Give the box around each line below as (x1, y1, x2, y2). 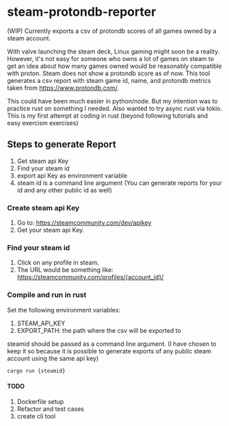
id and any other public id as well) (16, 186, 113, 194)
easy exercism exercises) (7, 118, 79, 127)
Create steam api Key (7, 203, 80, 212)
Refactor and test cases (16, 405, 84, 413)
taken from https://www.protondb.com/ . (7, 84, 120, 92)
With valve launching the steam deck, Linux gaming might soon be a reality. (7, 47, 220, 55)
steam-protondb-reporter (7, 4, 157, 20)
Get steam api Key (16, 157, 69, 165)
